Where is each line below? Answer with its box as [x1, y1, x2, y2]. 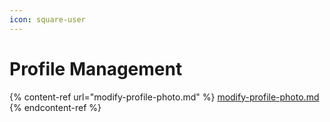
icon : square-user [9, 14, 86, 25]
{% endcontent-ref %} [9, 101, 102, 113]
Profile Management [9, 57, 183, 80]
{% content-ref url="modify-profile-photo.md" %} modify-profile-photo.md [9, 91, 320, 103]
